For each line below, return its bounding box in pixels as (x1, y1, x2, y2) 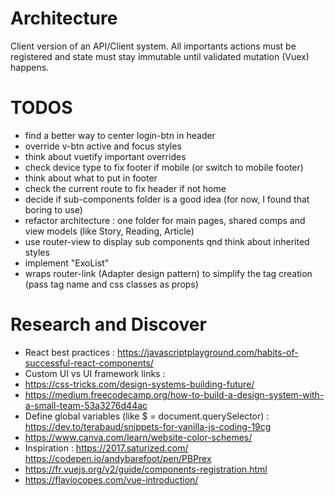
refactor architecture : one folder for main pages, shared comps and (24, 214, 306, 226)
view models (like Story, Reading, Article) (24, 225, 195, 237)
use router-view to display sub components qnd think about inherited (24, 235, 310, 247)
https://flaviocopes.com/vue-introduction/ (24, 473, 199, 486)
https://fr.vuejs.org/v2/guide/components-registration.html (24, 463, 268, 475)
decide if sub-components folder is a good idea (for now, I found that (24, 193, 310, 205)
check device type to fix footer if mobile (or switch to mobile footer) (24, 161, 304, 173)
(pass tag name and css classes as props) (24, 278, 199, 290)
